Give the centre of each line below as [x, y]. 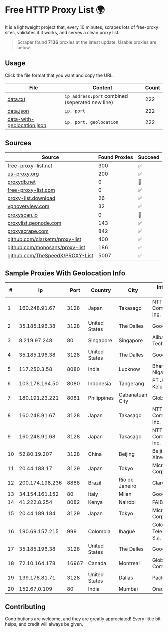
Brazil [95, 483]
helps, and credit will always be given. [44, 624]
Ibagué [127, 532]
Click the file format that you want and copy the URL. [59, 75]
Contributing [25, 607]
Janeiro [128, 486]
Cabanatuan [133, 395]
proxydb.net [22, 182]
